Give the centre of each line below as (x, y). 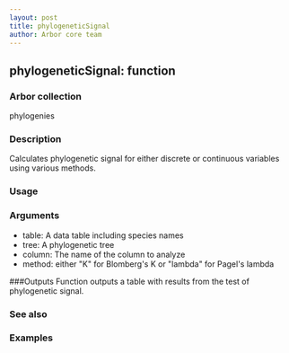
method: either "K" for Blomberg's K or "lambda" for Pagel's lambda (148, 264)
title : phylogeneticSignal (60, 26)
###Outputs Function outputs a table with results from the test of (129, 281)
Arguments (35, 216)
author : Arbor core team (56, 34)
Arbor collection (46, 96)
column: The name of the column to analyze (104, 254)
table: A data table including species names (103, 235)
